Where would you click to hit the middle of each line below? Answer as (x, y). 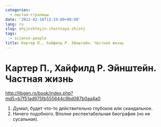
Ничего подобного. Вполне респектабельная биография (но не (81, 114)
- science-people (28, 39)
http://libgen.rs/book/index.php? (39, 93)
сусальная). (25, 119)
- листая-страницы (30, 15)
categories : (18, 10)
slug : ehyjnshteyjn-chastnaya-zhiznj (45, 29)
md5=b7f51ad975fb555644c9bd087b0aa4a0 (53, 98)
